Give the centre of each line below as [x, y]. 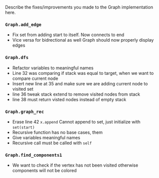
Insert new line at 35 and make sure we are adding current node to [80, 83]
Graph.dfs [17, 58]
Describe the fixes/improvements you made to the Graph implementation [79, 7]
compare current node [35, 78]
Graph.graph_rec [25, 112]
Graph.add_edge [23, 25]
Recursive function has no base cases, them [57, 132]
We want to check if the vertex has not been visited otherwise [75, 165]
